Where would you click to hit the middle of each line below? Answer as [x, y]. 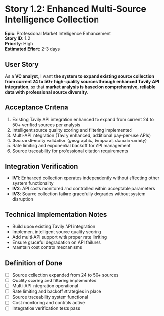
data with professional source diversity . [47, 92]
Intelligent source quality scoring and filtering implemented [72, 130]
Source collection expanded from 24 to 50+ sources [65, 275]
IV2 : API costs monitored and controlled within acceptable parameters [83, 189]
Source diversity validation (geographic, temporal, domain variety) [79, 140]
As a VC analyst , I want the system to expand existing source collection [80, 76]
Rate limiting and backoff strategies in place [57, 291]
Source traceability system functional [50, 297]
